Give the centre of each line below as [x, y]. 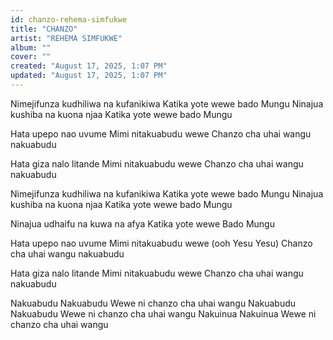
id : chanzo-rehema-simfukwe [69, 19]
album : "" [31, 47]
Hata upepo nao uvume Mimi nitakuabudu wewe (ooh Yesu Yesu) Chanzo [161, 243]
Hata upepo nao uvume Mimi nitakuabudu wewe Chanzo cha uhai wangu [161, 133]
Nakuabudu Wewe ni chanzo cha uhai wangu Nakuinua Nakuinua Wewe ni [163, 313]
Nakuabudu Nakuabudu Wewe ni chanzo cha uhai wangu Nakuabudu [153, 303]
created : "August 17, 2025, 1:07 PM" [89, 66]
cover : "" [31, 57]
